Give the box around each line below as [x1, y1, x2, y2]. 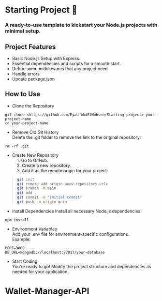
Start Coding [12, 258, 38, 264]
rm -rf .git [5, 144, 29, 149]
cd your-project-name [5, 120, 49, 125]
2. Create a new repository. [16, 162, 71, 168]
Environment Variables [12, 226, 57, 232]
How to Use [5, 90, 41, 98]
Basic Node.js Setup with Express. [12, 55, 81, 61]
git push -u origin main [16, 199, 67, 205]
